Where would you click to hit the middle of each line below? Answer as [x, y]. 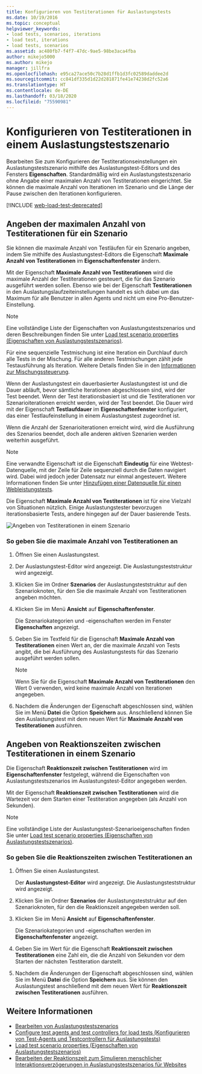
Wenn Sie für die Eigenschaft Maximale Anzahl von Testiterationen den [105, 681]
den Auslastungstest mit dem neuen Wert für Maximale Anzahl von [99, 719]
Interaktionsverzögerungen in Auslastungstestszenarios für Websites [101, 1064]
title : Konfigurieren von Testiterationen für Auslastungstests [89, 12]
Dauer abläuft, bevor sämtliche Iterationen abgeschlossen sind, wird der [96, 390]
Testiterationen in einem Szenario [71, 754]
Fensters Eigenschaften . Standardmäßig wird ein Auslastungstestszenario [99, 174]
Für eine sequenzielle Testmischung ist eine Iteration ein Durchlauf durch [97, 353]
